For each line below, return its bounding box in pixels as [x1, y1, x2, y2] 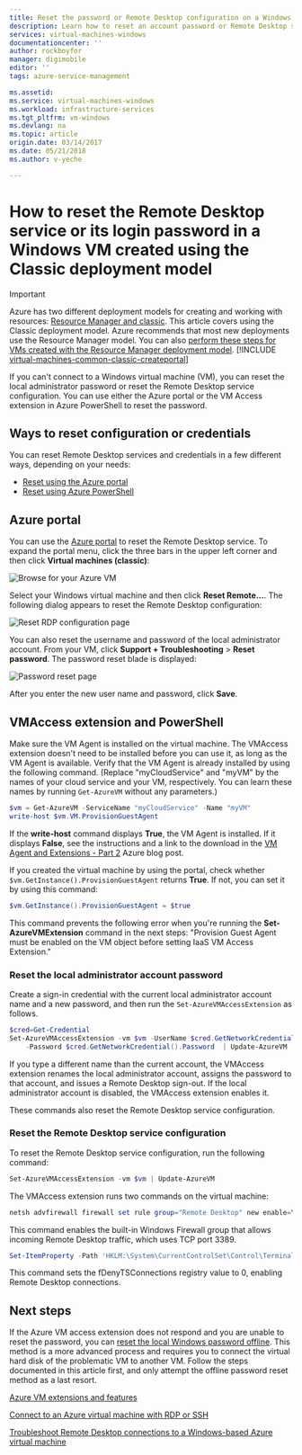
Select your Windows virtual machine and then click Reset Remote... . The [9, 590, 283, 601]
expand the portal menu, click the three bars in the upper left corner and [9, 546, 278, 557]
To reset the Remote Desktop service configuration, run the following [9, 1147, 265, 1158]
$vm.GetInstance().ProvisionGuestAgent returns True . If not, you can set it [9, 874, 285, 885]
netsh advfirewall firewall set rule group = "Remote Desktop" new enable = [9, 1208, 292, 1217]
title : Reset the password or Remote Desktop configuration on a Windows [9, 13, 292, 22]
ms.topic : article [9, 129, 78, 139]
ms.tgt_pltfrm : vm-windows [9, 113, 111, 122]
